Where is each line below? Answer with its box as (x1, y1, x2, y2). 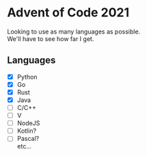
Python (16, 73, 38, 81)
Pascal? (16, 135, 40, 143)
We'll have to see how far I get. (7, 34, 94, 42)
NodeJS (16, 119, 40, 127)
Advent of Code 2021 (7, 5, 130, 21)
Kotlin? (16, 127, 36, 135)
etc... (16, 142, 32, 151)
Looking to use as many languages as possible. (7, 27, 141, 36)
